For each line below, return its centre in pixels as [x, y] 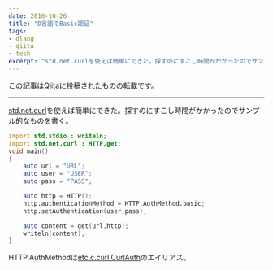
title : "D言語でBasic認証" [51, 24]
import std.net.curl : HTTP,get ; [65, 143]
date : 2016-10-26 [38, 16]
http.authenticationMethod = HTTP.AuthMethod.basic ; [114, 203]
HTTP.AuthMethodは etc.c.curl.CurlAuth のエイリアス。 [100, 258]
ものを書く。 [51, 120]
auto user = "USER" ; [58, 174]
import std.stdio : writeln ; [58, 136]
